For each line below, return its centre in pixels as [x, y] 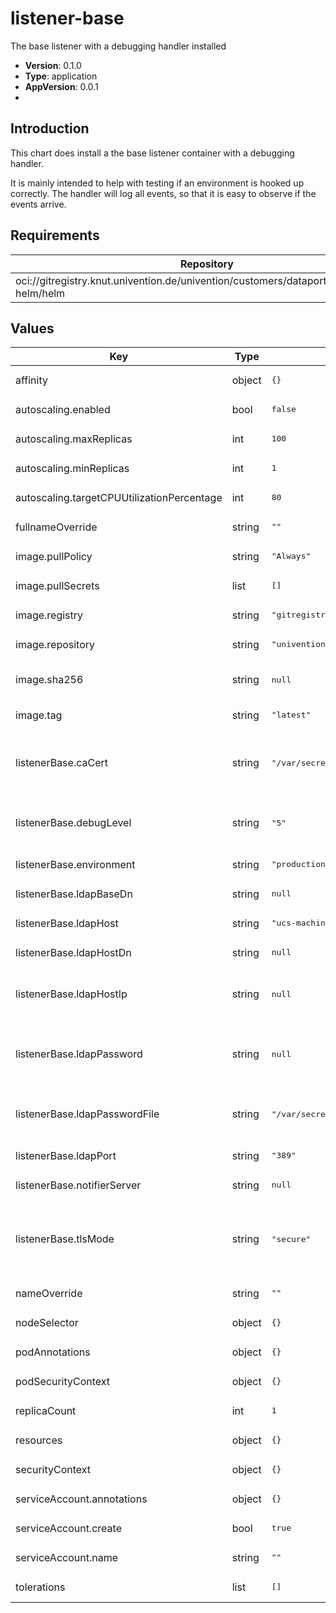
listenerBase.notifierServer [78, 1185]
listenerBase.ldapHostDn [73, 952]
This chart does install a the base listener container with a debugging [152, 153]
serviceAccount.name [66, 1557]
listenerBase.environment [75, 864]
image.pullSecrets [57, 585]
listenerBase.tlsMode [65, 1239]
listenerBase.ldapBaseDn [74, 894]
